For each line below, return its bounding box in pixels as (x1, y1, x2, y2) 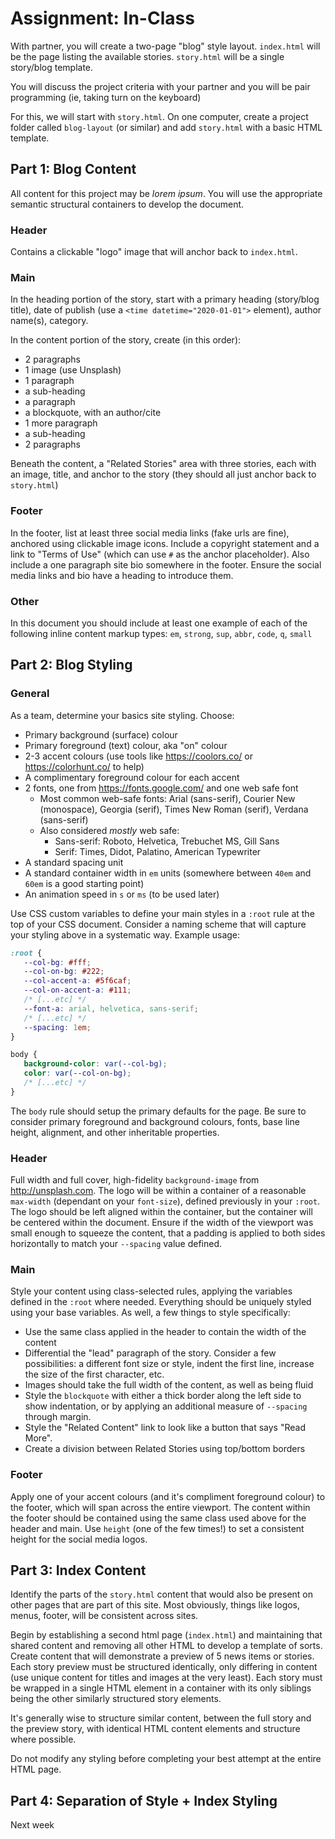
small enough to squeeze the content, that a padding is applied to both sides (10, 1227, 326, 1239)
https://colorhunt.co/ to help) (24, 760, 145, 772)
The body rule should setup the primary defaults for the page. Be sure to (10, 1105, 307, 1117)
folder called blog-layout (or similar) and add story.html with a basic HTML (10, 121, 323, 133)
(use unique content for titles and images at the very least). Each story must (10, 1672, 323, 1684)
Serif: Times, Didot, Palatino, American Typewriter (54, 845, 262, 857)
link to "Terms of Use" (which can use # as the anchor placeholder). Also (10, 548, 310, 560)
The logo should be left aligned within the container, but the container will (10, 1206, 313, 1218)
